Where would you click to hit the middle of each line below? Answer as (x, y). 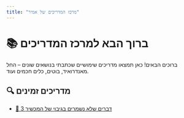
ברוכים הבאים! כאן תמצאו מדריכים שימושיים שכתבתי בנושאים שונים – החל (92, 64)
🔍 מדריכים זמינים (39, 91)
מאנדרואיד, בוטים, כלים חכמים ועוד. (48, 71)
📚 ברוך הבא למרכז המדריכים (78, 43)
